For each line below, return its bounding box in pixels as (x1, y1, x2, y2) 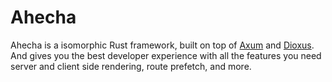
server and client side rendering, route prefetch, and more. (10, 60, 252, 72)
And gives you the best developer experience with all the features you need (10, 49, 322, 61)
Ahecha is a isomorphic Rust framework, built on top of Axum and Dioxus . (10, 39, 315, 51)
